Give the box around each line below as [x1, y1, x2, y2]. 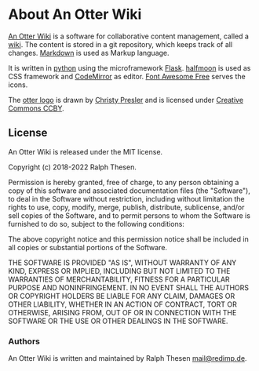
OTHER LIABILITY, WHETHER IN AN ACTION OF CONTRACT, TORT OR [8, 300, 237, 309]
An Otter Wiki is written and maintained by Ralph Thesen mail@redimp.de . [8, 354, 247, 363]
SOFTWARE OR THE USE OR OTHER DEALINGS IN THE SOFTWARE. [8, 316, 228, 326]
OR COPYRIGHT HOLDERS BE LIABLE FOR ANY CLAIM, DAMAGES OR [8, 291, 235, 300]
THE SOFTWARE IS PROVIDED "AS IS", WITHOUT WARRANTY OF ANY [8, 257, 237, 267]
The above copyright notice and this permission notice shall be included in [8, 234, 249, 244]
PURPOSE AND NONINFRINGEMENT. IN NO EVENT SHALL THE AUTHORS [8, 282, 250, 292]
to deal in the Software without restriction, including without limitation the [8, 194, 245, 203]
